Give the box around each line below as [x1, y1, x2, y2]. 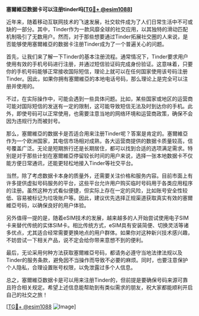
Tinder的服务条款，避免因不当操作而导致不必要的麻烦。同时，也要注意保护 [6, 257, 188, 263]
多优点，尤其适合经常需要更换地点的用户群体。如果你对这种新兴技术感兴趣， [6, 229, 193, 236]
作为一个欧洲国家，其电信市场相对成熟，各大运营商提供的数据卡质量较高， [6, 137, 188, 144]
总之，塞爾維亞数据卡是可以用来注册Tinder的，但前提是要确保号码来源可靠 [6, 276, 188, 283]
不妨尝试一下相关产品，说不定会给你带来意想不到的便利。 [6, 237, 146, 243]
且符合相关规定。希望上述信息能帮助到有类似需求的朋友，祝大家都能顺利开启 [6, 284, 193, 291]
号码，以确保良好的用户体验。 [16, 202, 89, 209]
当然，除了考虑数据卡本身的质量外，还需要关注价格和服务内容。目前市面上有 [6, 172, 193, 179]
